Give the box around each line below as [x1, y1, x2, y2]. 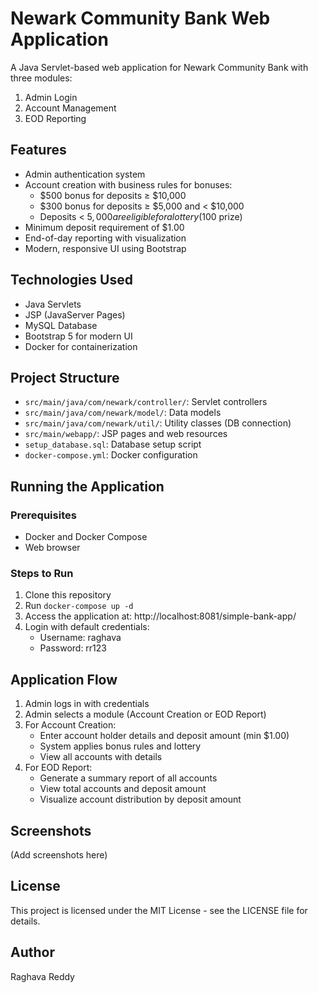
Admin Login [24, 91, 78, 103]
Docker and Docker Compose [24, 531, 148, 543]
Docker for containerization [24, 340, 138, 352]
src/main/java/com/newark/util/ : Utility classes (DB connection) [24, 417, 292, 429]
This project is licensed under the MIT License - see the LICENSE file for [10, 904, 308, 916]
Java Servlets [24, 298, 82, 310]
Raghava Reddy [10, 970, 75, 982]
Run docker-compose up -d [24, 600, 134, 612]
